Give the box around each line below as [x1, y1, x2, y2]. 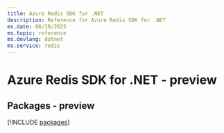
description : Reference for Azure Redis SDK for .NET [7, 17, 166, 24]
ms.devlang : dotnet [7, 36, 64, 43]
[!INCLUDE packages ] [7, 118, 70, 126]
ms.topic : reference [7, 29, 67, 37]
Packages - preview [7, 100, 95, 112]
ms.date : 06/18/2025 [7, 23, 67, 30]
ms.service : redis [7, 42, 60, 49]
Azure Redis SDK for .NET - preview [7, 72, 217, 88]
